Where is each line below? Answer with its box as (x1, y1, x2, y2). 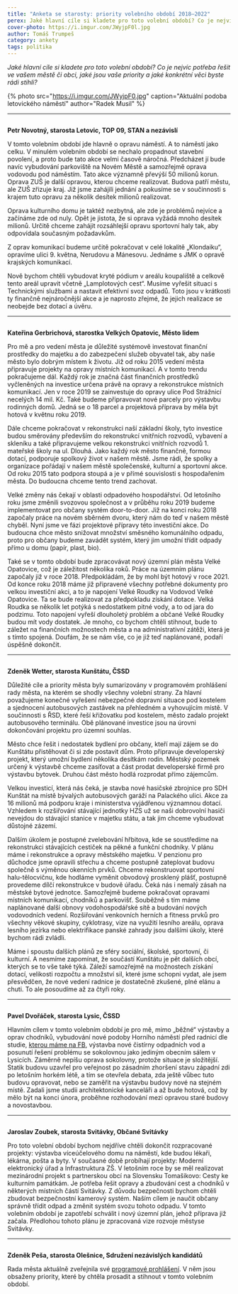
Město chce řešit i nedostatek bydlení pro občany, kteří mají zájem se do (7, 740, 219, 748)
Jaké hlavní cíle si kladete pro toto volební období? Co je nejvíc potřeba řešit (7, 63, 231, 71)
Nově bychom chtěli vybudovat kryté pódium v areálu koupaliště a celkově (7, 271, 225, 280)
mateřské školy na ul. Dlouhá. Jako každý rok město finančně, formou (7, 447, 211, 455)
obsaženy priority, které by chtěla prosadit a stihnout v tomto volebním (7, 1273, 214, 1280)
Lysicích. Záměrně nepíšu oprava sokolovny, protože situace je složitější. (7, 1056, 220, 1064)
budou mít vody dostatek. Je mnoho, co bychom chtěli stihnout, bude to (7, 618, 217, 626)
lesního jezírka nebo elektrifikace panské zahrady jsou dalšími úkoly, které (7, 926, 224, 934)
